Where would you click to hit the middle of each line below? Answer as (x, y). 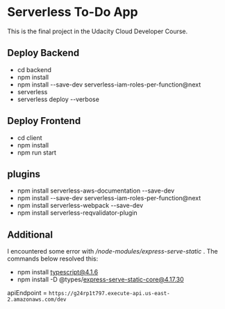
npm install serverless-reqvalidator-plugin (77, 213)
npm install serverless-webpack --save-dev (80, 206)
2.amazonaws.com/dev (37, 300)
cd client (30, 138)
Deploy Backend (43, 53)
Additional (30, 235)
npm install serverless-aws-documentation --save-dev (96, 191)
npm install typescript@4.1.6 (58, 272)
